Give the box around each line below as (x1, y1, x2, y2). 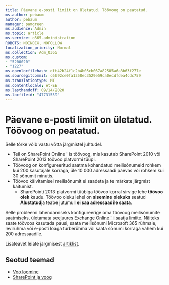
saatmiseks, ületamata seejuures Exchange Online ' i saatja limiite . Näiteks (5, 215, 160, 221)
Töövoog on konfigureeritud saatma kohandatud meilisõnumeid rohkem (12, 162, 161, 168)
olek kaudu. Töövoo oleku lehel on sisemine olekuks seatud (20, 194, 146, 200)
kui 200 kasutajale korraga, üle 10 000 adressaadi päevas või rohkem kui (12, 168, 164, 174)
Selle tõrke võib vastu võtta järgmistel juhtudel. (5, 141, 102, 147)
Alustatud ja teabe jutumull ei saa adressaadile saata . (20, 199, 132, 206)
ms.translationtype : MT (5, 78, 55, 83)
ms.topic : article (5, 31, 44, 36)
